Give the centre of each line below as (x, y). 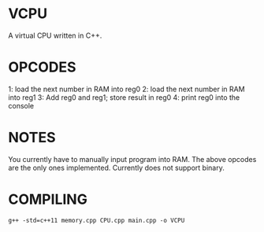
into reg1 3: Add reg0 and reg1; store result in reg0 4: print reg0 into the (124, 97)
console (21, 105)
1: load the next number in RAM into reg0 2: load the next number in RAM (127, 89)
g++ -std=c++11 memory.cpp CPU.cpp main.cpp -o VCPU (97, 220)
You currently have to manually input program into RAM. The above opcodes (132, 159)
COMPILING (48, 199)
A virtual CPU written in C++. (55, 35)
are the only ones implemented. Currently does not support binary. (116, 168)
